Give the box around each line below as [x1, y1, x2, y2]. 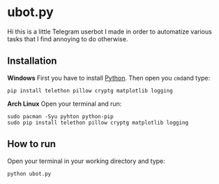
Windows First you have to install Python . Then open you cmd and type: [7, 73, 211, 82]
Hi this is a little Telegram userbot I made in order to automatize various [7, 27, 213, 36]
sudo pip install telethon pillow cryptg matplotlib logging [7, 119, 189, 126]
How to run [7, 138, 56, 150]
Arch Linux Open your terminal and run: [7, 99, 122, 108]
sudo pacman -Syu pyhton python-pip [7, 113, 114, 120]
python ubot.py [7, 170, 52, 177]
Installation [7, 55, 57, 67]
